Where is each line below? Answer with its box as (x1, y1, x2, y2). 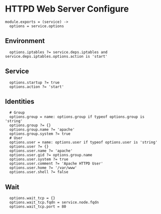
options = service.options (9, 23, 64, 29)
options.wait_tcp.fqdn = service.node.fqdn (9, 200, 99, 205)
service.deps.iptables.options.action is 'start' (5, 54, 108, 59)
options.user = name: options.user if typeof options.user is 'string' (9, 140, 158, 145)
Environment (5, 37, 45, 45)
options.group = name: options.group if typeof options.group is (9, 115, 145, 119)
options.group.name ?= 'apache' (9, 127, 75, 132)
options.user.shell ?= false (9, 170, 69, 175)
